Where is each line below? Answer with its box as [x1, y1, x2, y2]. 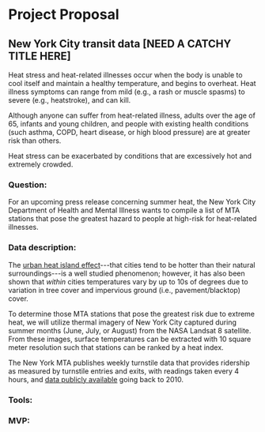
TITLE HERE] [8, 49, 71, 62]
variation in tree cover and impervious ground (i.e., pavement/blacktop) [8, 285, 241, 295]
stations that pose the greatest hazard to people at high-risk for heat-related [8, 214, 257, 224]
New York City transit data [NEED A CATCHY [8, 37, 232, 51]
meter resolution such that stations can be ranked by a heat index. [8, 342, 224, 352]
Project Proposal [8, 6, 120, 24]
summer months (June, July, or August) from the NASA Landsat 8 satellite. [8, 325, 252, 335]
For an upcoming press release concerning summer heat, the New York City [8, 197, 256, 207]
